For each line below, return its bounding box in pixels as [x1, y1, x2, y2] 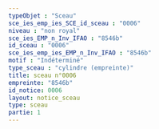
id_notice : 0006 [8, 86, 62, 95]
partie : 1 [8, 109, 42, 117]
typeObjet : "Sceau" [8, 11, 78, 20]
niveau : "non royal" [8, 26, 81, 34]
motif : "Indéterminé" [8, 57, 84, 65]
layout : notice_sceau [8, 94, 81, 102]
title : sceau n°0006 [8, 71, 78, 79]
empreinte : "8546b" [8, 79, 74, 87]
